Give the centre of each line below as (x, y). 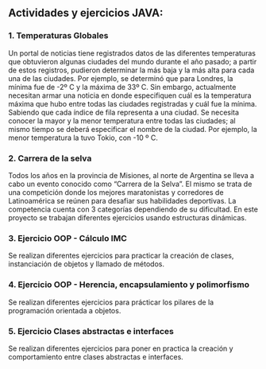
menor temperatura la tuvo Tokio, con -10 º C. (83, 138)
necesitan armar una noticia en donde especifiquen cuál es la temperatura (130, 95)
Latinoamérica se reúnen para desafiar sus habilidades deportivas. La (122, 200)
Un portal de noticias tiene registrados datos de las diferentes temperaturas (132, 53)
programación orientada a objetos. (65, 310)
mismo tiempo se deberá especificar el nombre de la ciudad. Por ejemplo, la (133, 129)
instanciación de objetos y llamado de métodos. (87, 264)
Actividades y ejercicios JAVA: (86, 13)
